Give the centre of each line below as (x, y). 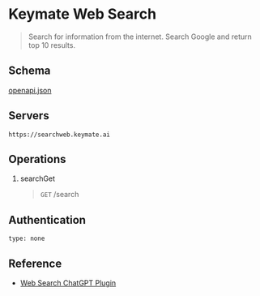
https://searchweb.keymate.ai (60, 135)
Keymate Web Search (82, 14)
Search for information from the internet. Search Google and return (140, 36)
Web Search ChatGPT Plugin (68, 283)
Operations (37, 159)
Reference (35, 263)
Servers (29, 116)
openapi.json (30, 90)
